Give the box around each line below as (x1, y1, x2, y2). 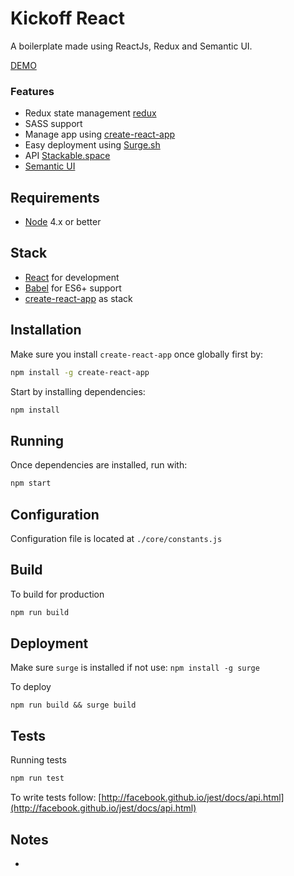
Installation (10, 322, 82, 339)
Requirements (10, 189, 100, 206)
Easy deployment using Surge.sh (24, 139, 161, 151)
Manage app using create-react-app (24, 128, 176, 141)
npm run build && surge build (10, 700, 137, 711)
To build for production (10, 588, 105, 600)
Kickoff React (10, 7, 125, 30)
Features (10, 84, 55, 98)
